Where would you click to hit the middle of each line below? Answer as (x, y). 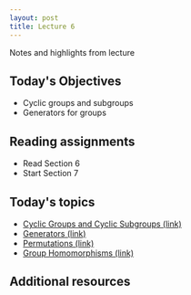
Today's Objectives (65, 81)
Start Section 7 (50, 174)
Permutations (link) (58, 243)
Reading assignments (72, 141)
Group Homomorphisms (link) (78, 253)
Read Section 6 (51, 163)
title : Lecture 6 (42, 26)
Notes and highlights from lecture (72, 52)
